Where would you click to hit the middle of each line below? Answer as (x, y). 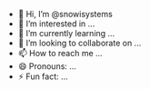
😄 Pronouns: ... (47, 66)
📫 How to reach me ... (60, 53)
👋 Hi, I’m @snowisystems (65, 14)
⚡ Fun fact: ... (43, 76)
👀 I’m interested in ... (56, 24)
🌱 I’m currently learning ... (66, 33)
